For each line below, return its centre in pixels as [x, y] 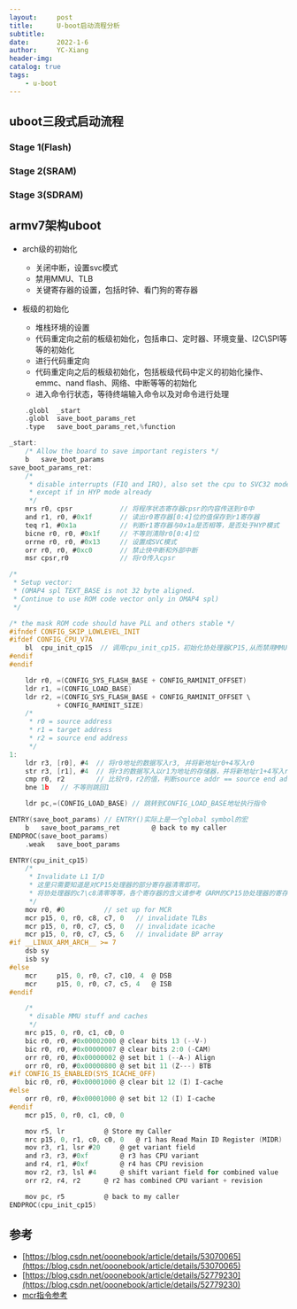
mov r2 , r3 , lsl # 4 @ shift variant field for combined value [152, 1173]
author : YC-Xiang [49, 51]
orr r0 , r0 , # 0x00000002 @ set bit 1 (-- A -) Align [120, 1057]
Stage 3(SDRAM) [46, 194]
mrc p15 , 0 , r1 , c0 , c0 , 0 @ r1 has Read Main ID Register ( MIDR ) [154, 1140]
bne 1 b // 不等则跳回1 [68, 788]
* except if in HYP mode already [90, 493]
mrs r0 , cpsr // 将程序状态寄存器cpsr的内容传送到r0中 [140, 509]
